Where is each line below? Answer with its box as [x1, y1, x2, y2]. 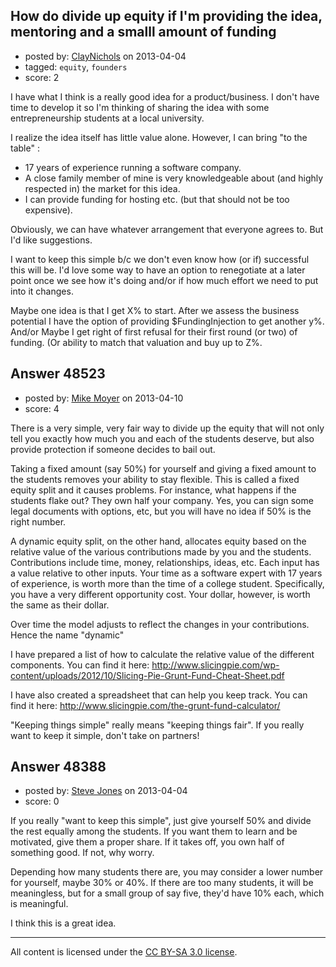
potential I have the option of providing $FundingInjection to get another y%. [10, 315, 325, 327]
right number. [10, 515, 67, 528]
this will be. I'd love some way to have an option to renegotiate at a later [10, 264, 306, 276]
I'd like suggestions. [10, 234, 93, 246]
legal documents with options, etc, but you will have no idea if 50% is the [10, 505, 312, 517]
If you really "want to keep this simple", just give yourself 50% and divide [10, 815, 312, 827]
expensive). [24, 204, 73, 216]
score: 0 [24, 795, 60, 808]
